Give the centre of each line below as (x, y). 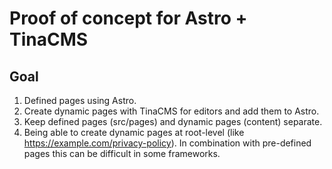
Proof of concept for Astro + (128, 18)
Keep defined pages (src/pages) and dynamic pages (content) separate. (173, 121)
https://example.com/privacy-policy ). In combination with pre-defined (167, 143)
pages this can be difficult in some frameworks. (122, 153)
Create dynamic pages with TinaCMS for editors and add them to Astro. (171, 111)
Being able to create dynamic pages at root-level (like (134, 132)
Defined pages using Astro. (80, 100)
